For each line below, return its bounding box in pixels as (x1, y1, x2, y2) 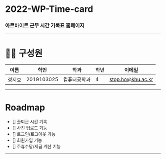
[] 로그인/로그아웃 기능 (12, 131, 56, 137)
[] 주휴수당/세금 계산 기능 (12, 144, 61, 150)
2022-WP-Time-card (5, 3, 93, 15)
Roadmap (5, 102, 45, 113)
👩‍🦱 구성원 (5, 48, 43, 59)
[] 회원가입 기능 (12, 137, 42, 143)
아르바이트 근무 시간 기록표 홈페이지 (5, 22, 85, 29)
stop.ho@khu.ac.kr (109, 76, 153, 83)
